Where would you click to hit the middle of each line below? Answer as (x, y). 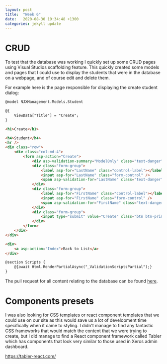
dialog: (12, 93)
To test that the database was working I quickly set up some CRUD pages (80, 62)
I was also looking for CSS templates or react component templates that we (82, 315)
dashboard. (17, 347)
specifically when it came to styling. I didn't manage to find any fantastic (79, 325)
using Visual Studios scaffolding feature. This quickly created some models (82, 67)
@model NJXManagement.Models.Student (44, 102)
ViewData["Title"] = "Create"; (46, 115)
